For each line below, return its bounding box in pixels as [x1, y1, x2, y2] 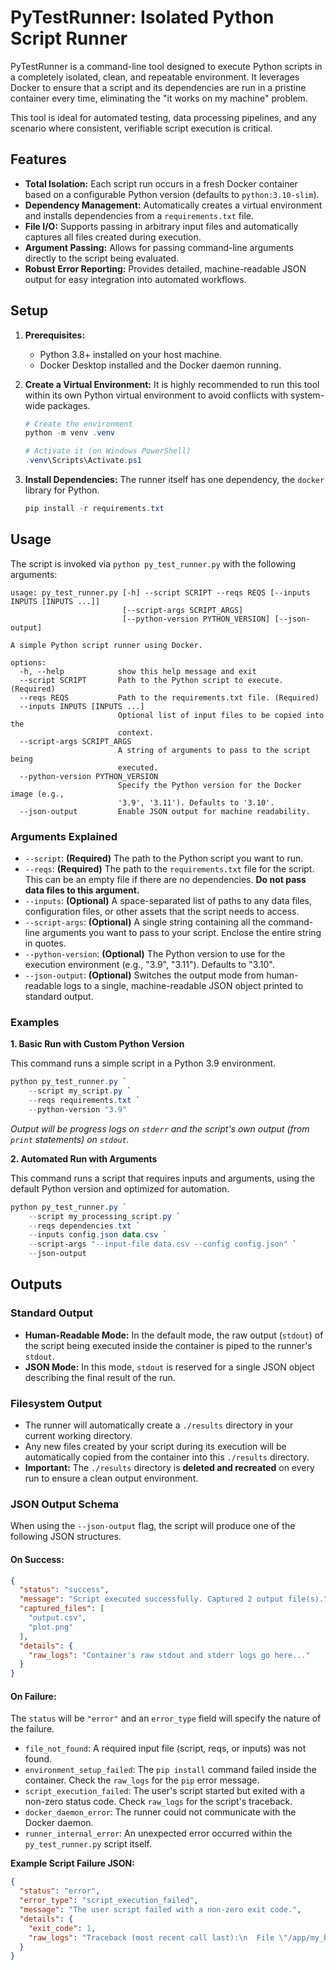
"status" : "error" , [19, 1886, 101, 1896]
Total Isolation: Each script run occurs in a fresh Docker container [24, 177, 298, 190]
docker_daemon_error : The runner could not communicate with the [24, 1806, 297, 1818]
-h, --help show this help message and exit [19, 666, 257, 676]
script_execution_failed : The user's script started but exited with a [24, 1785, 306, 1797]
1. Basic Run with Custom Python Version [10, 1038, 185, 1050]
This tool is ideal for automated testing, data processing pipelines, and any [10, 111, 317, 123]
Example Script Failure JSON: [10, 1857, 135, 1870]
